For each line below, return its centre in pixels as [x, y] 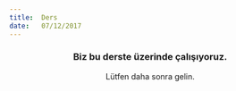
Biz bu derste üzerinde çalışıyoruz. [150, 57]
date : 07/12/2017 [46, 26]
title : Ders [34, 17]
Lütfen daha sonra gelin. [150, 76]
